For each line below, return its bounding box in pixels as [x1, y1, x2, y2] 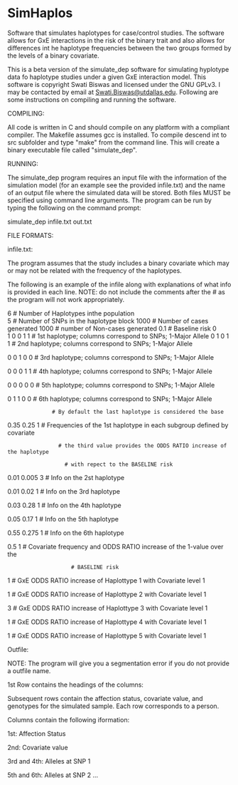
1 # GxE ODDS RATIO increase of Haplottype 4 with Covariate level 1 [7, 618, 207, 626]
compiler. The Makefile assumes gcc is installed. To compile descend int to [7, 130, 227, 139]
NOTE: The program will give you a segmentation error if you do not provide [7, 659, 229, 667]
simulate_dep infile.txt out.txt [7, 217, 92, 226]
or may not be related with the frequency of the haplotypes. [7, 266, 183, 275]
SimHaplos [7, 5, 73, 21]
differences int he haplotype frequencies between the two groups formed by [7, 43, 232, 52]
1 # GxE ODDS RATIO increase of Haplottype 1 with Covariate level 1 [7, 576, 205, 585]
